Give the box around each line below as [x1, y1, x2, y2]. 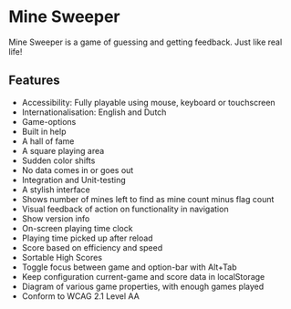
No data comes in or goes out [21, 164, 134, 175]
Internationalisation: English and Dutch [21, 107, 167, 118]
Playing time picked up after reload [21, 232, 153, 243]
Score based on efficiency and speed [21, 242, 163, 252]
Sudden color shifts [21, 155, 96, 166]
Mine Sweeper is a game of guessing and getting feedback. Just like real [8, 36, 283, 47]
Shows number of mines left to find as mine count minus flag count [21, 193, 275, 204]
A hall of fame [21, 135, 75, 147]
